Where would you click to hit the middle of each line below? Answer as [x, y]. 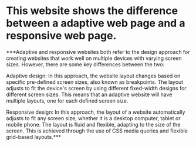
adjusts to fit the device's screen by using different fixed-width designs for [96, 88]
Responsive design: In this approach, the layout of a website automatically [96, 112]
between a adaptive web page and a [96, 23]
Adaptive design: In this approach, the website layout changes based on [93, 76]
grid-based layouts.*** [34, 137]
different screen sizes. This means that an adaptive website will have [89, 94]
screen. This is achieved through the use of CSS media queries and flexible [97, 131]
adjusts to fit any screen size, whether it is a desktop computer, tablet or [93, 118]
